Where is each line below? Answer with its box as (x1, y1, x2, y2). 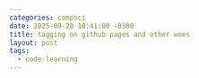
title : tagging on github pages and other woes (9, 30, 191, 39)
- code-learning (17, 55, 78, 64)
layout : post (9, 38, 58, 48)
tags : (9, 47, 30, 56)
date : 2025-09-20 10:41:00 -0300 (9, 22, 134, 30)
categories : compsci (9, 13, 87, 22)
